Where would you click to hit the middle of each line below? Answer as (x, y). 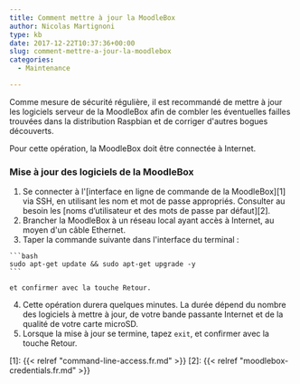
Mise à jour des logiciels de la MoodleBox (102, 171)
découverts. (32, 130)
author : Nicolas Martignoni (62, 26)
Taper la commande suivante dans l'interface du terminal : (131, 240)
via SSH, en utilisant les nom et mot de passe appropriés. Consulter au (154, 201)
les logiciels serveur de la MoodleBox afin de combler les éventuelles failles (150, 111)
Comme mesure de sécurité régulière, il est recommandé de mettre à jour (146, 101)
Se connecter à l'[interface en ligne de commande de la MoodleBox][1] (154, 192)
